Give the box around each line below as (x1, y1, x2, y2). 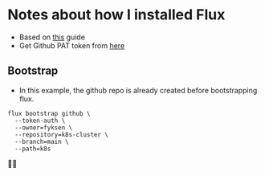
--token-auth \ (14, 117, 66, 125)
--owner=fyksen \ (14, 123, 73, 132)
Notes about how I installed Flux (7, 6, 226, 24)
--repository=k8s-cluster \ (14, 130, 109, 138)
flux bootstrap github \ (7, 109, 91, 117)
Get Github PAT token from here (18, 40, 125, 50)
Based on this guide (18, 32, 86, 42)
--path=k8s (14, 145, 51, 153)
